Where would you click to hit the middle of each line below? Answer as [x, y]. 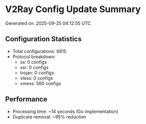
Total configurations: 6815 [39, 51]
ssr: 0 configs [34, 67]
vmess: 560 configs [40, 83]
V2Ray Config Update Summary [73, 9]
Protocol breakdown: [34, 56]
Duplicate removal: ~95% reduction [49, 116]
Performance [26, 99]
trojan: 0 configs [37, 73]
